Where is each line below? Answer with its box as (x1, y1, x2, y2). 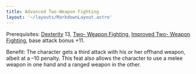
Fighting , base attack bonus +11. (6, 37, 85, 44)
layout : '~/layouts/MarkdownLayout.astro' (6, 14, 113, 20)
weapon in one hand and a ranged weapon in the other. (6, 60, 141, 68)
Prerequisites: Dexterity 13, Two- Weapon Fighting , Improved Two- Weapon (6, 30, 191, 37)
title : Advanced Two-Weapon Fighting (6, 8, 99, 15)
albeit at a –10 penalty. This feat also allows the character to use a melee (6, 54, 183, 62)
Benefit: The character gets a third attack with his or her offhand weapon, (6, 48, 185, 55)
